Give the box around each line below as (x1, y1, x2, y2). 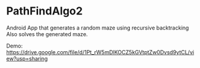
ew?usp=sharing (6, 55, 48, 62)
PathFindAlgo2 (6, 4, 83, 18)
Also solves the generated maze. (6, 30, 88, 37)
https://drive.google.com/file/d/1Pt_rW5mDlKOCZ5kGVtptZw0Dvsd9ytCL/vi (6, 48, 195, 55)
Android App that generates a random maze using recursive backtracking (6, 24, 189, 31)
